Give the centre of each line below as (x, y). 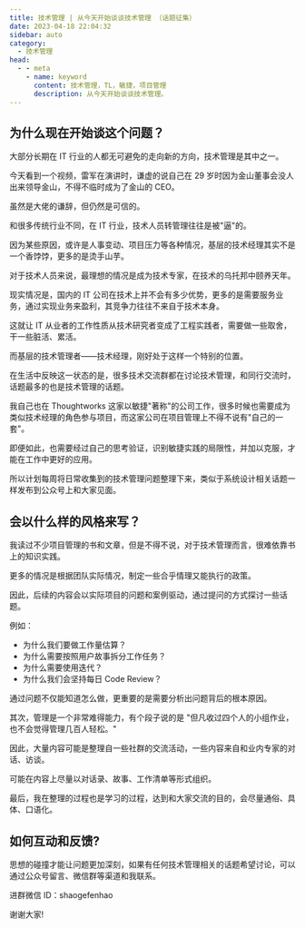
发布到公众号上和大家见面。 (69, 490)
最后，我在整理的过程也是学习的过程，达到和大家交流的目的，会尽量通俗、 (148, 798)
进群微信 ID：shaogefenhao (61, 894)
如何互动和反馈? (54, 841)
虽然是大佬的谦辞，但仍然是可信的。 (77, 206)
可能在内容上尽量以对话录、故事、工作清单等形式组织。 (113, 779)
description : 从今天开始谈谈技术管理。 (100, 94)
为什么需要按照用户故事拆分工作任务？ (94, 657)
